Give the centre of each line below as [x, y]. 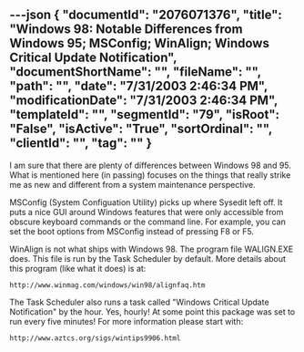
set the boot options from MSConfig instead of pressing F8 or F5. [132, 231]
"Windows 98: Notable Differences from [126, 30]
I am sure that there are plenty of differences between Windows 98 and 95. [150, 165]
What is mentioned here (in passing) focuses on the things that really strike [150, 175]
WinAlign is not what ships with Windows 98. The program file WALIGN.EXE [152, 249]
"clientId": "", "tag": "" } [81, 144]
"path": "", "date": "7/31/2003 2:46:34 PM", [139, 86]
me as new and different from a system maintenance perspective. [133, 184]
